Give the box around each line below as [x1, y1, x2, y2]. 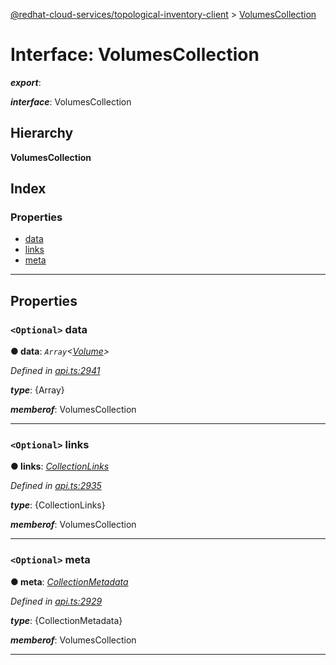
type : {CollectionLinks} [10, 499, 106, 511]
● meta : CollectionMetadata [10, 575, 129, 588]
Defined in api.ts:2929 [10, 595, 103, 607]
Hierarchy [10, 125, 74, 142]
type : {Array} [10, 384, 65, 396]
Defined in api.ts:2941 [10, 365, 101, 377]
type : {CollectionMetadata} [10, 614, 123, 626]
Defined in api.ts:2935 [10, 480, 102, 492]
